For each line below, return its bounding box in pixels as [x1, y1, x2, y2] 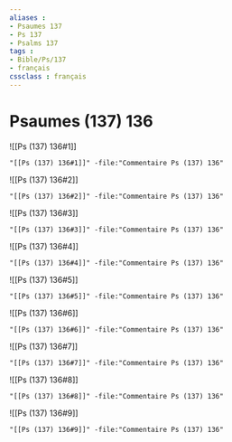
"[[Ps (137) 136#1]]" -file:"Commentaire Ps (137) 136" [9, 158, 224, 167]
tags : [9, 47, 34, 56]
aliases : [9, 13, 47, 23]
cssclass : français [9, 72, 88, 81]
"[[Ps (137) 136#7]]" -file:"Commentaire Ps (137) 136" [9, 358, 224, 367]
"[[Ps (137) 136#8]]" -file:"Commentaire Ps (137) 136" [9, 391, 224, 400]
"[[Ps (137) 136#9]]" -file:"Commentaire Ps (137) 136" [9, 425, 224, 434]
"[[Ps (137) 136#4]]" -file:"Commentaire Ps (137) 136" [9, 259, 224, 268]
